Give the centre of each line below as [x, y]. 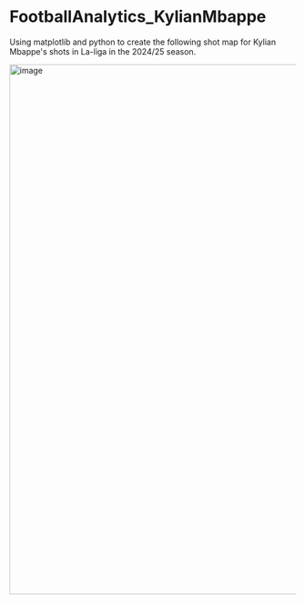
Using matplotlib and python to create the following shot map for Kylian [142, 42]
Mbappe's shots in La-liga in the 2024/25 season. [103, 51]
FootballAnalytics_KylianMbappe [138, 17]
